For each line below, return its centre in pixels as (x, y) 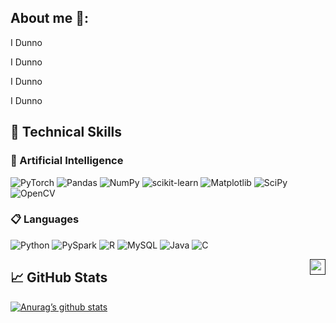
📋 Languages (45, 219)
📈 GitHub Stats (59, 277)
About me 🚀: (49, 18)
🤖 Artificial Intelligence (67, 161)
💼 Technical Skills (66, 132)
